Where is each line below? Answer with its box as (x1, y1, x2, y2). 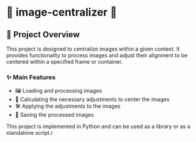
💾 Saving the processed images (14, 111, 94, 119)
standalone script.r (6, 129, 53, 137)
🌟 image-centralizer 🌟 (6, 5, 118, 19)
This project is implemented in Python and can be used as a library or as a (6, 123, 191, 130)
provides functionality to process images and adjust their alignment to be (6, 52, 188, 59)
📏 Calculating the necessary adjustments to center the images (14, 96, 170, 103)
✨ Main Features (6, 73, 56, 81)
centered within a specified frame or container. (6, 58, 123, 65)
